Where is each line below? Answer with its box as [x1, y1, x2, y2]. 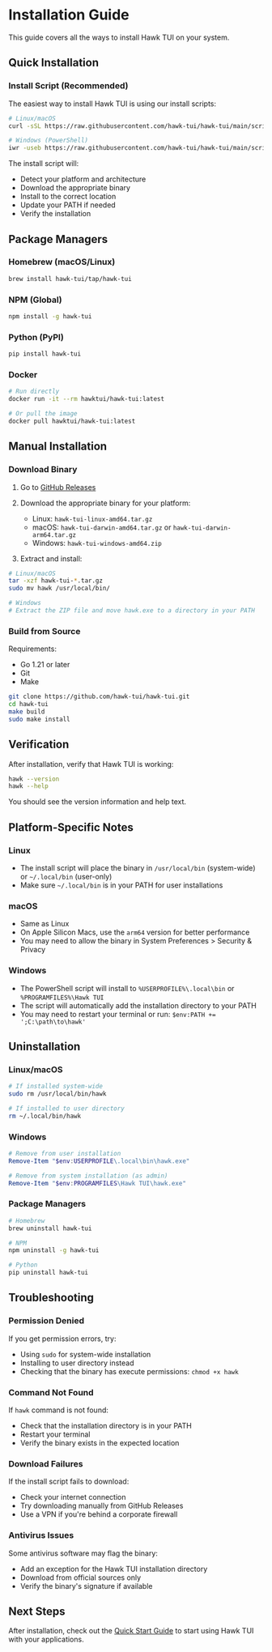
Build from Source [8, 625, 81, 637]
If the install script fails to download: [8, 1476, 130, 1487]
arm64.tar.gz [32, 530, 77, 539]
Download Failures [8, 1458, 83, 1469]
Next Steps [8, 1605, 66, 1619]
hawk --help [8, 782, 49, 790]
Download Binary [8, 464, 78, 475]
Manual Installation [8, 440, 108, 453]
